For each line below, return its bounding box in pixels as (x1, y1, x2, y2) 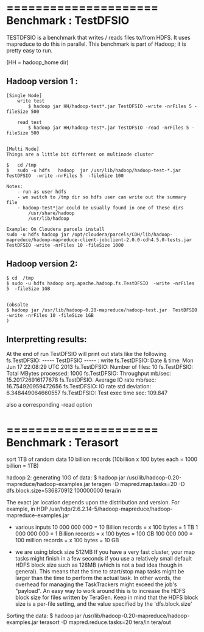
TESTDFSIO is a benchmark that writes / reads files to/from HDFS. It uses (6, 34, 191, 41)
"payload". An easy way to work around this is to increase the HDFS (15, 587, 186, 595)
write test (17, 98, 45, 104)
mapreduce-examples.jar (6, 512, 70, 519)
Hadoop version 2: (6, 259, 78, 269)
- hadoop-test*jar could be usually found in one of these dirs (17, 205, 184, 211)
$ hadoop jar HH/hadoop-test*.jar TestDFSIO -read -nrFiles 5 (28, 125, 189, 131)
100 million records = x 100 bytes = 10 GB (15, 537, 119, 544)
